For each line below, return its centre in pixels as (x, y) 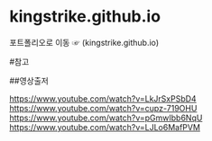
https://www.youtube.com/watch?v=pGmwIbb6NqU (106, 118)
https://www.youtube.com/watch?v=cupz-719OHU (103, 108)
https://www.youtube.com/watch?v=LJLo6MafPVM (105, 127)
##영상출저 (29, 80)
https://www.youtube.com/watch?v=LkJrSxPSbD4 (103, 98)
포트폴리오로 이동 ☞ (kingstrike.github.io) (84, 42)
